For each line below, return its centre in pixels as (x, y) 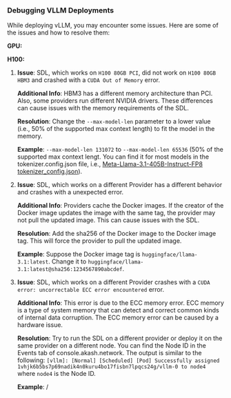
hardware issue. (40, 325)
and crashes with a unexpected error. (70, 192)
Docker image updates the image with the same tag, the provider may (116, 213)
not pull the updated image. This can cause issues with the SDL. (108, 220)
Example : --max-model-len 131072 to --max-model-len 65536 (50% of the (120, 150)
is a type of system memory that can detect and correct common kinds (118, 310)
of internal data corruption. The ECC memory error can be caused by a (118, 318)
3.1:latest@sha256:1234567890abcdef (70, 270)
